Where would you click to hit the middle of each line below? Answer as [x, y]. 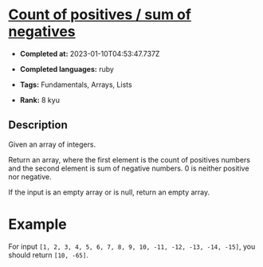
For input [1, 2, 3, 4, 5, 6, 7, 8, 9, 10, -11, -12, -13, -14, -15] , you [132, 246]
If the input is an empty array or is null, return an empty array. [109, 192]
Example [37, 224]
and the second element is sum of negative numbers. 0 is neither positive [129, 168]
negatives [42, 31]
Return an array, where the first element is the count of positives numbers [130, 159]
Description [38, 125]
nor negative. [30, 176]
